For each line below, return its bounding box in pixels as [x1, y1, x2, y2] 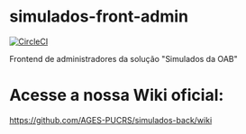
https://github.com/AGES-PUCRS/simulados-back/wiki [9, 114, 213, 125]
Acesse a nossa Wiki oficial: [9, 85, 224, 105]
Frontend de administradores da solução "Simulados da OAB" [9, 53, 239, 64]
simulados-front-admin [9, 6, 189, 27]
